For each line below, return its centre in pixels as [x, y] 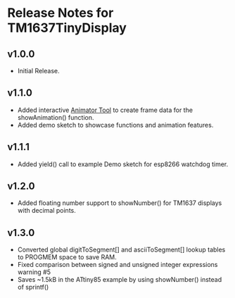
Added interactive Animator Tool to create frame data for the [105, 110]
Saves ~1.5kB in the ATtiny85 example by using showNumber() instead [120, 280]
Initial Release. [38, 71]
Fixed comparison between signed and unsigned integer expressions [118, 265]
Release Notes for [61, 13]
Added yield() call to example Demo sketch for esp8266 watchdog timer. [123, 164]
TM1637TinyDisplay [67, 28]
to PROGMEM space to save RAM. [67, 257]
